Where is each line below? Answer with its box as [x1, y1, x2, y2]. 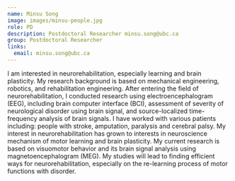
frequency [7, 114, 38, 122]
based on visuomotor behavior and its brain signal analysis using [7, 144, 197, 153]
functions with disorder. [7, 167, 76, 175]
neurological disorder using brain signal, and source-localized [7, 107, 188, 115]
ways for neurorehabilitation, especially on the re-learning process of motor [7, 159, 229, 168]
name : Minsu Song [7, 10, 59, 18]
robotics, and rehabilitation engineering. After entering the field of [7, 84, 200, 93]
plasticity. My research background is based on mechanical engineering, [7, 76, 219, 85]
